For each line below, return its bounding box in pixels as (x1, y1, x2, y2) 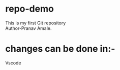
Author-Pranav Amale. (5, 25, 52, 31)
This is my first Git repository (5, 20, 66, 26)
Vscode (5, 59, 21, 66)
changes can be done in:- (5, 43, 115, 55)
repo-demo (5, 3, 54, 15)
